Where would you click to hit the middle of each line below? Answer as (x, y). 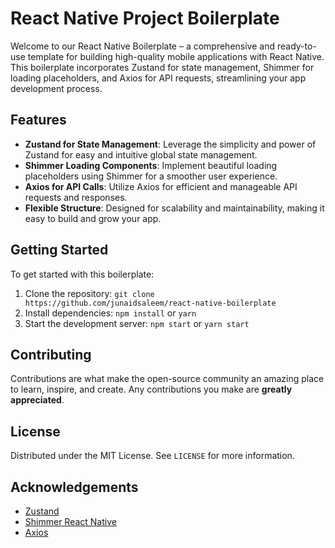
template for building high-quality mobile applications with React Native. (176, 56)
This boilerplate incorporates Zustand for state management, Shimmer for (162, 67)
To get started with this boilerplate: (82, 274)
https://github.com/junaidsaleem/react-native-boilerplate (150, 303)
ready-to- (296, 46)
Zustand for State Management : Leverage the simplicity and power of (170, 144)
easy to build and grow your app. (93, 218)
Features (38, 120)
